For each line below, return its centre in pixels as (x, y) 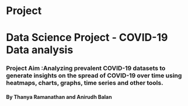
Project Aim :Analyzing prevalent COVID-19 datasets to (86, 69)
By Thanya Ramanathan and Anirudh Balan (59, 97)
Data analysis (40, 50)
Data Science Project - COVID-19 (87, 38)
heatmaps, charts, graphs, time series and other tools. (85, 83)
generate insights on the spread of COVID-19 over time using (94, 76)
